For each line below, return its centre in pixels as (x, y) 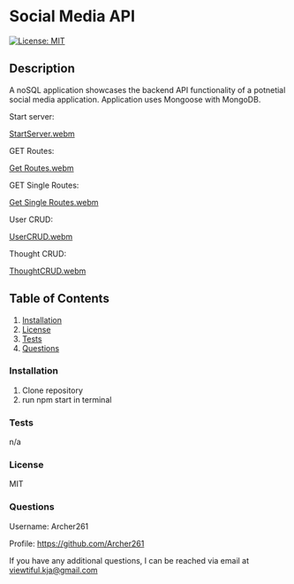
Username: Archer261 (49, 526)
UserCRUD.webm (41, 236)
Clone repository (53, 390)
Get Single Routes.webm (54, 202)
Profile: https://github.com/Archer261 (77, 543)
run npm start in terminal (67, 399)
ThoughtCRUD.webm (48, 271)
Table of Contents (60, 299)
